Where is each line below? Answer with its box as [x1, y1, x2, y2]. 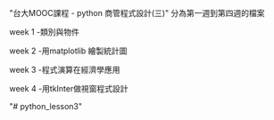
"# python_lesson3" [9, 101, 83, 111]
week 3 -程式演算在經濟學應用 [9, 65, 120, 75]
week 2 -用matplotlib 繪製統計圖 [9, 45, 128, 56]
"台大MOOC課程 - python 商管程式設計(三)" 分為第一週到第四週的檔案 [9, 8, 265, 18]
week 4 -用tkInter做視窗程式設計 [9, 84, 129, 93]
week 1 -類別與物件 [9, 27, 80, 37]
